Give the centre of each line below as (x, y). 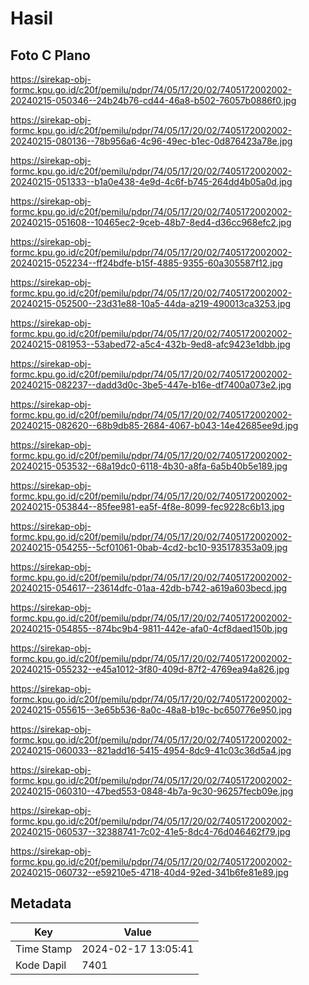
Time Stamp (44, 949)
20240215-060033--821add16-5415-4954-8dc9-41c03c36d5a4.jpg (151, 750)
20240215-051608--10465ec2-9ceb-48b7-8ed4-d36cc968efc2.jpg (151, 222)
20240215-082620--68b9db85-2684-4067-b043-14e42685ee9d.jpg (154, 425)
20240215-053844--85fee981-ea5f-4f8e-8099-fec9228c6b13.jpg (147, 506)
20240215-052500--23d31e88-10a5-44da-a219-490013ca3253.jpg (151, 303)
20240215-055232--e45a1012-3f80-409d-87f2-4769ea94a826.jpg (150, 669)
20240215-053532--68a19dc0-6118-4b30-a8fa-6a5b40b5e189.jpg (149, 466)
